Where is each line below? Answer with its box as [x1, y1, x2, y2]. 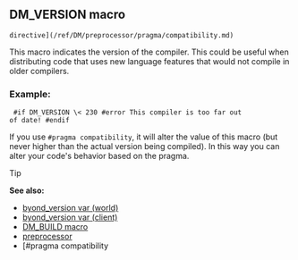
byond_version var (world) [21, 203, 119, 214]
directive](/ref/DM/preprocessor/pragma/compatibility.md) [9, 30, 234, 39]
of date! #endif [9, 116, 70, 125]
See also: [9, 185, 45, 196]
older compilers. [9, 65, 70, 76]
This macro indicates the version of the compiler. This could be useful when [9, 46, 289, 57]
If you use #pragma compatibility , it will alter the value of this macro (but [9, 131, 278, 142]
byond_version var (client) [21, 212, 118, 222]
